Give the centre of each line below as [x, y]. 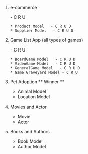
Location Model [34, 97]
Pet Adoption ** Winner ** [37, 82]
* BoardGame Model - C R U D [43, 59]
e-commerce [23, 7]
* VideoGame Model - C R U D [43, 64]
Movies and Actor [28, 107]
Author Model [32, 147]
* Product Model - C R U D [40, 26]
